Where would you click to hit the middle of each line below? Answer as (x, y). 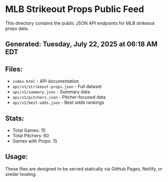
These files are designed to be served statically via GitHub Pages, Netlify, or (84, 168)
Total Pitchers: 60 (31, 135)
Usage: (17, 157)
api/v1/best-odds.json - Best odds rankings (58, 103)
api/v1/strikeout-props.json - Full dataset (57, 87)
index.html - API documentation (46, 81)
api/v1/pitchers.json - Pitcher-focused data (59, 97)
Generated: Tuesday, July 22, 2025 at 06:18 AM (81, 44)
